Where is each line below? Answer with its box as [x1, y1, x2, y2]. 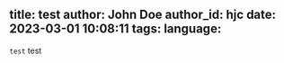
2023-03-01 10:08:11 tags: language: [9, 22, 222, 37]
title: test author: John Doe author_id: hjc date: [9, 7, 277, 22]
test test [9, 45, 42, 56]
